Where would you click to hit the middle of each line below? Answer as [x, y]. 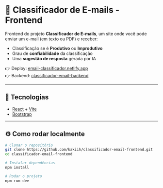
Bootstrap [22, 114]
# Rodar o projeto [24, 176]
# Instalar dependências [30, 163]
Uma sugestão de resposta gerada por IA [54, 58]
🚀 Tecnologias [27, 97]
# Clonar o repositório [29, 145]
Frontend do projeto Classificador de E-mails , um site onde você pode [76, 34]
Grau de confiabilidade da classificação [52, 53]
